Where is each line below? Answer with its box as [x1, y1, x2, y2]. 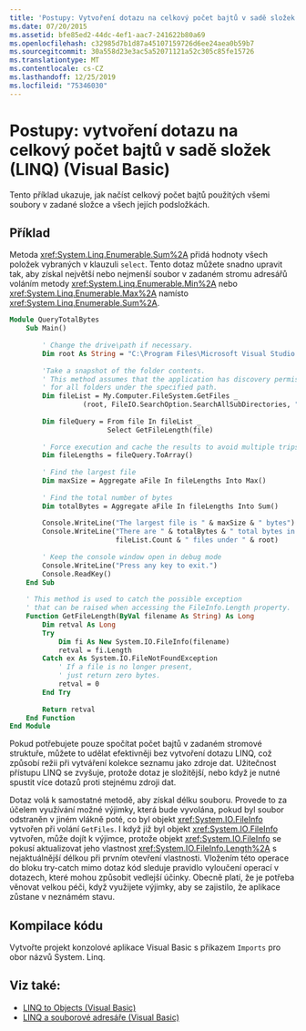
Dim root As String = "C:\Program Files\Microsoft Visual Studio [42, 349, 296, 358]
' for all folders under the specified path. [42, 383, 219, 393]
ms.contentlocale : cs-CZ [9, 65, 104, 74]
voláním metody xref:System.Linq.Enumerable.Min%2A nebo [9, 279, 239, 290]
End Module [9, 721, 51, 731]
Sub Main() [25, 324, 67, 333]
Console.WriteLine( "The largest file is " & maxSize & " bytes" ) [42, 518, 296, 528]
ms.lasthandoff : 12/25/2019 [9, 73, 117, 82]
